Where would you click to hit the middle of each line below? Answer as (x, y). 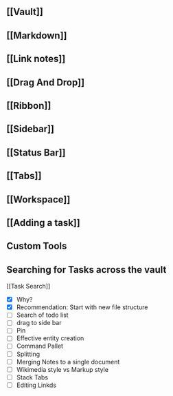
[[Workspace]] (38, 199)
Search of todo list (43, 315)
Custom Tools (37, 246)
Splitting (28, 354)
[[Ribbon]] (29, 106)
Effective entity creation (50, 338)
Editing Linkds (36, 385)
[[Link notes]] (36, 59)
